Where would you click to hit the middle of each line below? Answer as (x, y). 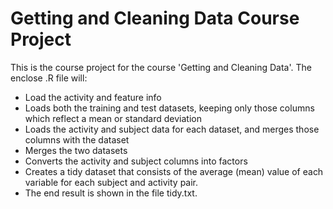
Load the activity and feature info (93, 97)
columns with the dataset (77, 139)
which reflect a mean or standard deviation (113, 118)
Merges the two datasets (76, 150)
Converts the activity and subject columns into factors (136, 161)
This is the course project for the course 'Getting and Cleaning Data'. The (161, 67)
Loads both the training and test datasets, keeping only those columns (169, 108)
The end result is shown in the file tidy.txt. (111, 193)
